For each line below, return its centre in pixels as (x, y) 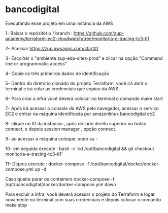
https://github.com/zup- (99, 33)
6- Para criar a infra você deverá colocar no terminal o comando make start (84, 98)
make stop (16, 205)
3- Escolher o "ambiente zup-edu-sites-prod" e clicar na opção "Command (84, 58)
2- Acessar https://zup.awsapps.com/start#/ (52, 48)
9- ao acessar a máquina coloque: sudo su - (52, 138)
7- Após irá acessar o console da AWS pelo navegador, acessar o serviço (82, 108)
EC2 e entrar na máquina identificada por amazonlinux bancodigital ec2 (80, 114)
